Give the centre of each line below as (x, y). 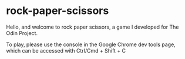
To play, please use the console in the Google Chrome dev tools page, (91, 44)
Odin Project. (22, 33)
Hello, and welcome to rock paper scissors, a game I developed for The (92, 27)
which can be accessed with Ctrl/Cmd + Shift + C (66, 50)
